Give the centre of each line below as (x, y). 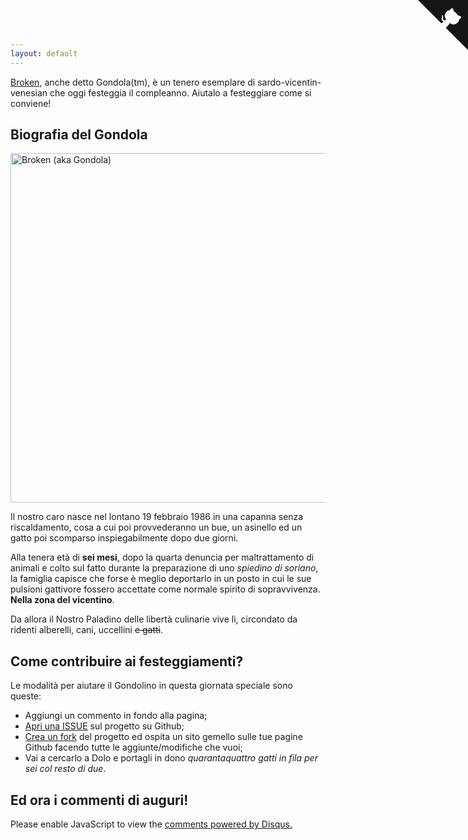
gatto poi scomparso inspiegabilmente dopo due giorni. (124, 538)
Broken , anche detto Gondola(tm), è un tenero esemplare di (133, 82)
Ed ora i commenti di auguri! (99, 800)
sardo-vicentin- (289, 82)
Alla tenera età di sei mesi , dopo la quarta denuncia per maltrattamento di (162, 557)
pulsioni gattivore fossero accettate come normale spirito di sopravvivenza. (165, 589)
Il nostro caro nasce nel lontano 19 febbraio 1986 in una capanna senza (157, 517)
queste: (26, 696)
